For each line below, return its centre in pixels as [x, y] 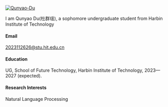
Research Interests [26, 88]
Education [16, 59]
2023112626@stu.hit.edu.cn [35, 47]
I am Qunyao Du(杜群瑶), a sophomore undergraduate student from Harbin [84, 18]
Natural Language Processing [37, 99]
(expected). [30, 76]
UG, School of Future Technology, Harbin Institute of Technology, [74, 70]
